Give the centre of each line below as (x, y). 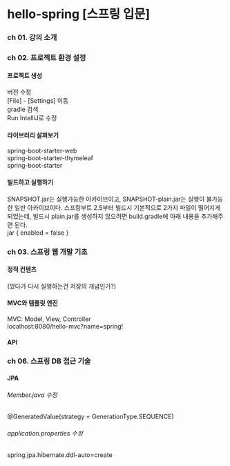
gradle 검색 (23, 109)
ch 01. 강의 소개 (32, 37)
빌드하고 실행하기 (30, 182)
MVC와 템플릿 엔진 (33, 303)
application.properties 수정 (45, 433)
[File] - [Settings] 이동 (38, 101)
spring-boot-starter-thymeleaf (50, 158)
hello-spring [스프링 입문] (79, 14)
